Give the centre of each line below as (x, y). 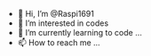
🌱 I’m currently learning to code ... (79, 32)
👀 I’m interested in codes (63, 23)
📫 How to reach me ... (59, 43)
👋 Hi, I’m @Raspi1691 (56, 14)
